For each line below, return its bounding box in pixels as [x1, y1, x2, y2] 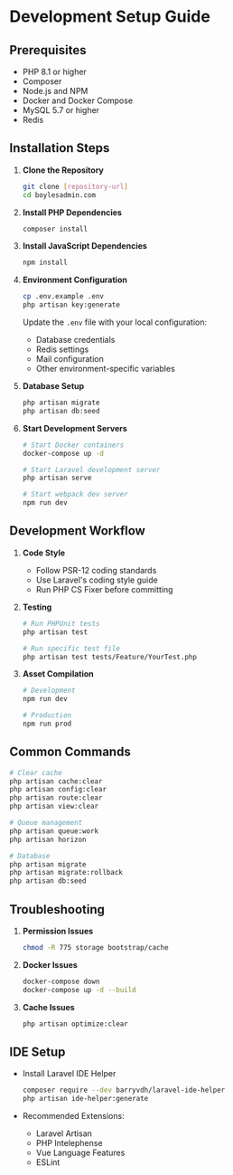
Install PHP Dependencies [22, 206, 122, 218]
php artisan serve [22, 473, 92, 483]
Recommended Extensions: [22, 1111, 125, 1122]
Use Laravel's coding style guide [35, 574, 158, 585]
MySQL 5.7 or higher [22, 105, 100, 115]
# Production [22, 711, 72, 720]
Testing [22, 602, 52, 612]
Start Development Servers [22, 422, 128, 433]
